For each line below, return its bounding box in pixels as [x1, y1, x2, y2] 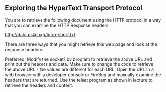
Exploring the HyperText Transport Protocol [5, 4, 142, 12]
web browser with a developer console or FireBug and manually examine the [5, 71, 161, 78]
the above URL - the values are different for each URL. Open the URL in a [5, 66, 154, 72]
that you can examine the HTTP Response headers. [5, 22, 110, 28]
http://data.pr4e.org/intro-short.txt [5, 31, 76, 37]
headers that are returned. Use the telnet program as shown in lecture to [5, 77, 153, 83]
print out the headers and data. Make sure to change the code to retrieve [5, 61, 154, 67]
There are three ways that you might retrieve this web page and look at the [5, 41, 157, 47]
